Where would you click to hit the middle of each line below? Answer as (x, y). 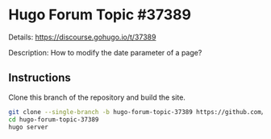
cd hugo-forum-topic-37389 (54, 119)
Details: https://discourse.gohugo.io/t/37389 (82, 37)
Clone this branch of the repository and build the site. (97, 97)
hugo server (28, 127)
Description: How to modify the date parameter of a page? (105, 52)
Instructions (40, 78)
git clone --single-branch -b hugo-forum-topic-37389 (101, 112)
